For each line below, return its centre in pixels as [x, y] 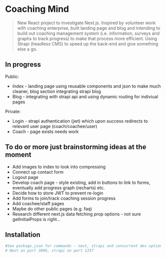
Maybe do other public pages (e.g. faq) [52, 209]
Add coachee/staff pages [38, 203]
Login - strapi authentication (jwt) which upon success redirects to [80, 121]
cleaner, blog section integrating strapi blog [57, 91]
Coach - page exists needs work [45, 131]
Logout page [25, 177]
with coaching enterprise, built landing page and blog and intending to [89, 28]
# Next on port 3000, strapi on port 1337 [49, 251]
